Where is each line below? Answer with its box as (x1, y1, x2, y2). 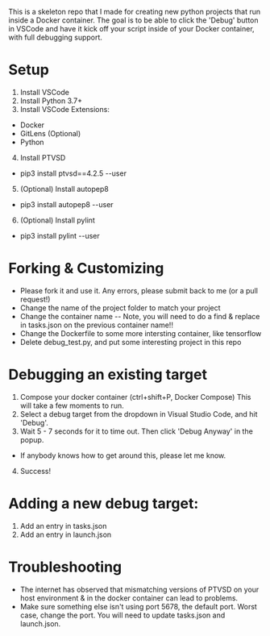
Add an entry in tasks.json (19, 521, 107, 530)
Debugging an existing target (8, 366, 208, 384)
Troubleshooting (8, 558, 123, 576)
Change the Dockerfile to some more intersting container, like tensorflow (19, 328, 262, 338)
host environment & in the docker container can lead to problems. (19, 592, 239, 603)
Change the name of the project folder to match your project (19, 302, 221, 313)
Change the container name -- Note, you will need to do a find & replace (19, 311, 260, 321)
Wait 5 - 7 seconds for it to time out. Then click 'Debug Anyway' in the (19, 426, 254, 436)
